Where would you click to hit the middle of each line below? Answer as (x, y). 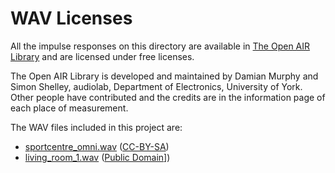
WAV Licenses (71, 18)
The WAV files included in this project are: (96, 127)
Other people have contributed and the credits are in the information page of (168, 97)
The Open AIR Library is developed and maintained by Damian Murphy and (164, 76)
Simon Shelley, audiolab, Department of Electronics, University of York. (156, 86)
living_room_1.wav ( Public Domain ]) (97, 157)
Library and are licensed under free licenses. (102, 56)
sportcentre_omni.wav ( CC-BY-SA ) (97, 146)
